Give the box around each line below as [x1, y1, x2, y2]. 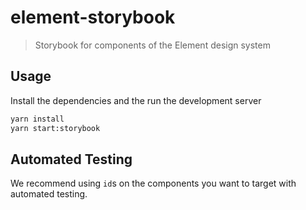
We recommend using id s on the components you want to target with [10, 177, 297, 190]
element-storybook [10, 6, 176, 29]
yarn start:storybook [10, 123, 101, 133]
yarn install [10, 114, 65, 124]
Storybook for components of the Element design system [34, 39, 271, 51]
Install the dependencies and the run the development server [10, 94, 262, 106]
